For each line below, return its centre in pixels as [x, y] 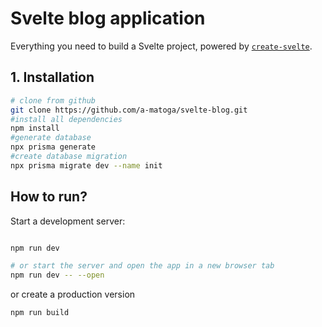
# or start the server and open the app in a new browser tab [142, 266]
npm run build [40, 313]
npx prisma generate [53, 147]
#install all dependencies [66, 119]
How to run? [49, 197]
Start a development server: [68, 221]
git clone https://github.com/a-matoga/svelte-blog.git [129, 110]
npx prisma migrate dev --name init [86, 165]
